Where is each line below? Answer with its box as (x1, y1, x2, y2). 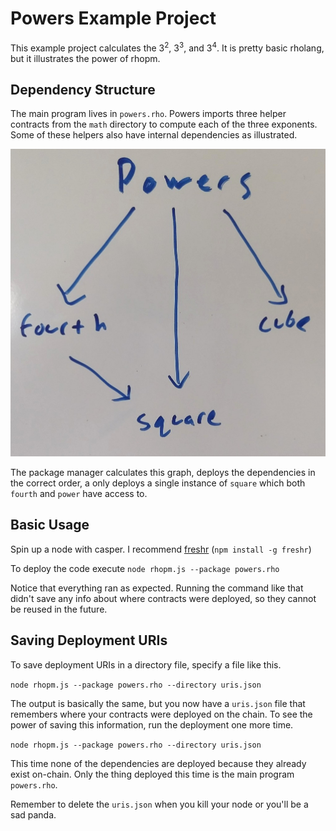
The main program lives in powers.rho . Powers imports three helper (10, 108, 287, 120)
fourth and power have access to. (10, 487, 148, 499)
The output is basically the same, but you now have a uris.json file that (10, 697, 306, 709)
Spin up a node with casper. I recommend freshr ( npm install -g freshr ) (10, 543, 312, 555)
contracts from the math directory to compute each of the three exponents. (10, 118, 318, 131)
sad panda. (10, 808, 57, 821)
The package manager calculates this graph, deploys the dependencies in (10, 466, 316, 478)
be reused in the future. (10, 603, 108, 615)
